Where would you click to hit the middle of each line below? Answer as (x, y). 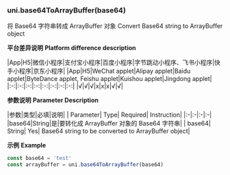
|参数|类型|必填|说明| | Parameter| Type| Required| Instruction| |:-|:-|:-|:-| (110, 115)
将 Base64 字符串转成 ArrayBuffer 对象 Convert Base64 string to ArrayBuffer (115, 26)
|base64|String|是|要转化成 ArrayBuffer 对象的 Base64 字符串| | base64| (109, 124)
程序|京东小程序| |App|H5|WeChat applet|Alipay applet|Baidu (105, 71)
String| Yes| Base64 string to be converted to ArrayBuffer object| (99, 131)
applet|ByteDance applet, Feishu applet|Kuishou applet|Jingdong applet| (110, 79)
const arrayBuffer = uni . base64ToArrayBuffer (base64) (86, 165)
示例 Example (27, 145)
